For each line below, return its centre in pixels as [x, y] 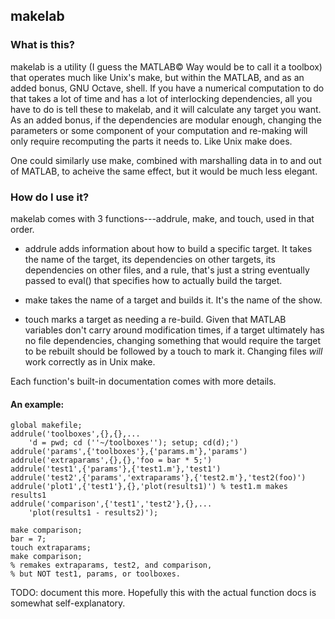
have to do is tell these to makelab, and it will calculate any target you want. [166, 109]
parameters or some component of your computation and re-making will [159, 130]
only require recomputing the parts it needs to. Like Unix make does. [151, 141]
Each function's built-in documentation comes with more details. [143, 381]
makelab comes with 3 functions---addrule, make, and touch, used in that [162, 218]
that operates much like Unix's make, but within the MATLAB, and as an [157, 77]
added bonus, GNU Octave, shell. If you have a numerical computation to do [167, 88]
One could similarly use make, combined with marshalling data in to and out [166, 160]
